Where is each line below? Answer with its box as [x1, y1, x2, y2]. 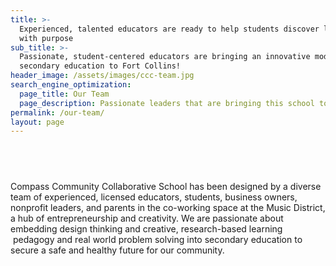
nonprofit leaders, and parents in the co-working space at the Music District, [10, 202, 326, 214]
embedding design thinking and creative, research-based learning [10, 223, 283, 235]
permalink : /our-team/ [10, 107, 105, 118]
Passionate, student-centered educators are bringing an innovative [19, 52, 311, 62]
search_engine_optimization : [10, 80, 132, 90]
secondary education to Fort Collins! [19, 61, 182, 71]
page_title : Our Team [19, 89, 110, 99]
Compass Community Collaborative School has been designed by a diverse [10, 181, 322, 193]
